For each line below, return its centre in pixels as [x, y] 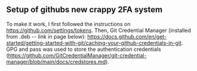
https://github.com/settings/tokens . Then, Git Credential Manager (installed [98, 30]
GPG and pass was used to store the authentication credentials [84, 49]
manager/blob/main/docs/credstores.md [56, 62]
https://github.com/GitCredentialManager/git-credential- [77, 55]
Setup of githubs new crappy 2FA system [84, 10]
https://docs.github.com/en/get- [127, 36]
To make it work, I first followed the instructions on [68, 24]
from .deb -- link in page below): [46, 36]
